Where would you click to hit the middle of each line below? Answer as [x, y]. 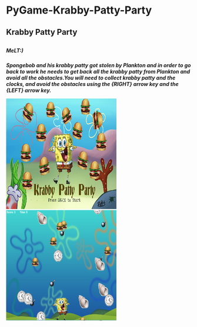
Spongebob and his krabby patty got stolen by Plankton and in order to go [98, 65]
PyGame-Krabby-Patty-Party [79, 10]
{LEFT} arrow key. [29, 90]
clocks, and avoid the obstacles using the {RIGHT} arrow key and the [92, 84]
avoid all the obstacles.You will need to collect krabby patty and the [91, 78]
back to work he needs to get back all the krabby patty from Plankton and [98, 72]
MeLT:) [15, 50]
